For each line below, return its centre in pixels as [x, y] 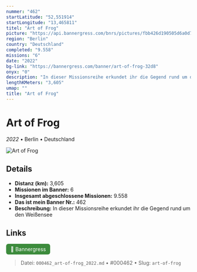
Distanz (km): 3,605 [39, 183]
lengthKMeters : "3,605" [35, 83]
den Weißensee [33, 214]
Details [19, 169]
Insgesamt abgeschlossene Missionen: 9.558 [71, 195]
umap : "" [17, 88]
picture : [17, 34]
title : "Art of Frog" [33, 94]
